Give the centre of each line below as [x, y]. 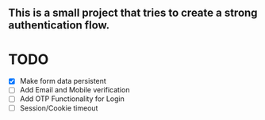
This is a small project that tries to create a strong [133, 13]
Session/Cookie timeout [59, 108]
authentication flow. [59, 26]
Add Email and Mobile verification [75, 90]
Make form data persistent [63, 81]
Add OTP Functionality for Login [72, 99]
